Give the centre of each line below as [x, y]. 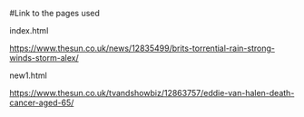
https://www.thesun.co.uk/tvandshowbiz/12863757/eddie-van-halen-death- [152, 93]
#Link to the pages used [54, 13]
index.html [29, 30]
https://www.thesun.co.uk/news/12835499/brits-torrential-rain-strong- [142, 48]
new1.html [28, 75]
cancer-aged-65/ [42, 102]
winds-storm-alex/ [44, 58]
